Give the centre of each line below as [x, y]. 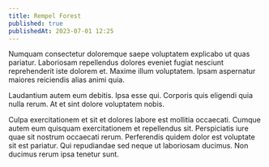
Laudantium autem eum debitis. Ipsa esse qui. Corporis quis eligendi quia [131, 96]
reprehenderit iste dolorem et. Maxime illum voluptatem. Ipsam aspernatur [132, 71]
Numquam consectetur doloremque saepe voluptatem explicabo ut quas [129, 54]
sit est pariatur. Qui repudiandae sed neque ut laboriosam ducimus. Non [128, 146]
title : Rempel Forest [45, 16]
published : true [36, 24]
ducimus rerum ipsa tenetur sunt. [64, 154]
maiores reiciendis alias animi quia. [67, 80]
